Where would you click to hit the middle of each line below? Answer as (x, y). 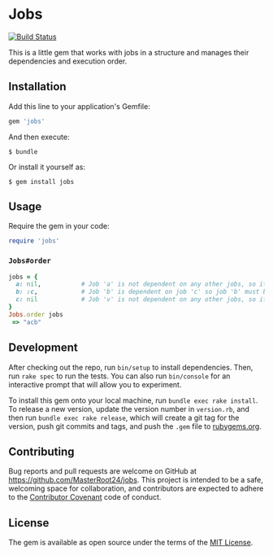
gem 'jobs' (27, 121)
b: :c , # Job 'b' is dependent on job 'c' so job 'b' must (138, 292)
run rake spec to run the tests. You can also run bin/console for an (119, 376)
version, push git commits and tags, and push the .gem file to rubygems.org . (135, 426)
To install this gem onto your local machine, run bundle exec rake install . (133, 400)
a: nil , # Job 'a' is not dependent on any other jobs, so (136, 284)
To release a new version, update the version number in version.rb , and (129, 409)
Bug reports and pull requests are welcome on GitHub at (103, 471)
